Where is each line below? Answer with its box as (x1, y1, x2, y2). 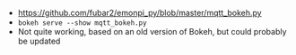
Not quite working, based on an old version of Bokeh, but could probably (17, 27, 287, 36)
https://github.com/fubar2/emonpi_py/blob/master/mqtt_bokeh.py (17, 8, 262, 18)
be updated (17, 35, 61, 46)
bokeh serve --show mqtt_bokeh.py (17, 19, 147, 27)
